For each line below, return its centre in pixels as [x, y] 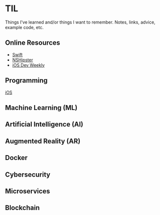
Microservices [28, 191]
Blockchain [23, 208]
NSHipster [23, 60]
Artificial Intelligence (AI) [44, 124]
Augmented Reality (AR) [43, 141]
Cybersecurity [28, 175]
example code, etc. [24, 27]
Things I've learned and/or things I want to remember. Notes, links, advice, [80, 22]
